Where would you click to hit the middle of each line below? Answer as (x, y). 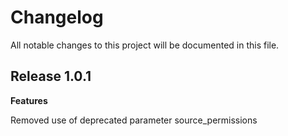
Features (29, 100)
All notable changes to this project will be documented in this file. (145, 45)
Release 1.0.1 (51, 76)
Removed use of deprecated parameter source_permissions (134, 120)
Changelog (57, 17)
